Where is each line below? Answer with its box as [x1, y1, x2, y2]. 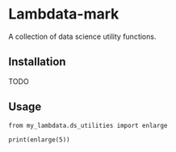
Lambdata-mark [8, 5, 119, 23]
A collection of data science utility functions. [8, 32, 157, 41]
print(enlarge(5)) [8, 135, 70, 144]
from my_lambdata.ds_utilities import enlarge [8, 121, 168, 129]
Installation [8, 55, 66, 69]
